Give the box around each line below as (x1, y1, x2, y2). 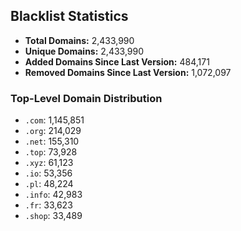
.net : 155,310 (24, 135, 80, 148)
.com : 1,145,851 (24, 114, 85, 126)
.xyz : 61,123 (24, 157, 74, 169)
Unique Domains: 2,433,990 (24, 45, 145, 57)
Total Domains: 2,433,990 (24, 34, 135, 46)
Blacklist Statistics (10, 8, 129, 25)
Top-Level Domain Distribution (10, 91, 163, 105)
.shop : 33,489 (24, 210, 83, 222)
